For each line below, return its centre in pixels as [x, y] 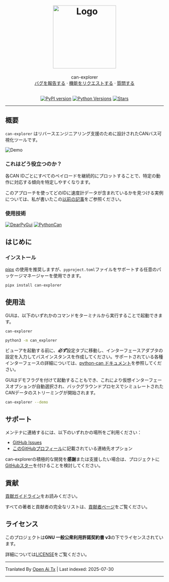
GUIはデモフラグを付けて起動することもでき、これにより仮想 [68, 380]
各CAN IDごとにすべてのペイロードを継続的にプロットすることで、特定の [81, 176]
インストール [21, 257]
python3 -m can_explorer [31, 340]
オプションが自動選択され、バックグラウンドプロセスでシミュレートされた [87, 386]
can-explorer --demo [27, 402]
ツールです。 [27, 140]
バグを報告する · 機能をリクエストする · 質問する [84, 83]
